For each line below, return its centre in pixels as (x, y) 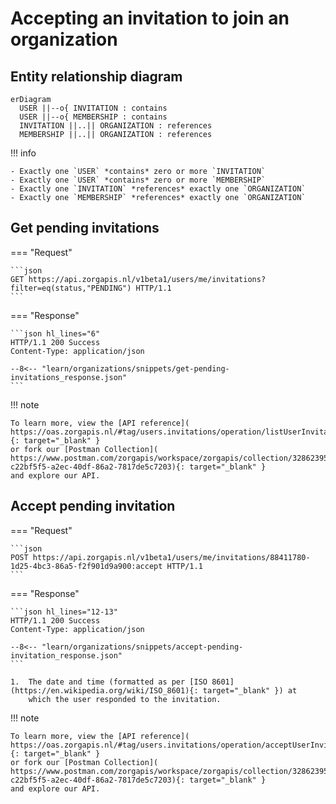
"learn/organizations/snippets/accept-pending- (142, 647)
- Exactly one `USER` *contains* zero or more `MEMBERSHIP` (138, 180)
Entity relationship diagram (96, 76)
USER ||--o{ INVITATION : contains (93, 108)
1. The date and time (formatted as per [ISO (109, 682)
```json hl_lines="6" (55, 333)
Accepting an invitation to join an (150, 18)
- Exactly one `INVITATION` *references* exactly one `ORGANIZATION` (158, 189)
